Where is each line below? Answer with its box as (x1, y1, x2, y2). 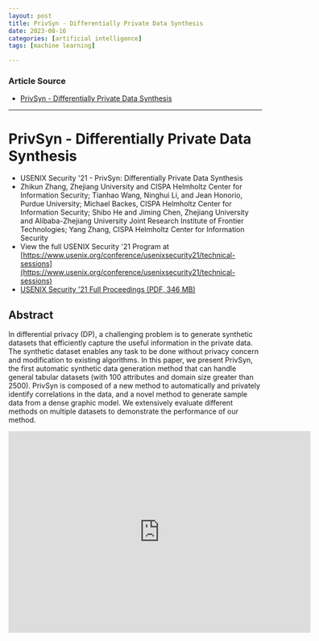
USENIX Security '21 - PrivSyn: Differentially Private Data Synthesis (19, 173, 243, 183)
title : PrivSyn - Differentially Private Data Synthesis (8, 19, 204, 27)
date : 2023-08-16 (8, 27, 67, 35)
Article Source (8, 76, 66, 87)
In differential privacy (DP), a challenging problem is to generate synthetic (8, 330, 254, 339)
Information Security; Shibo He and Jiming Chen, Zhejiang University (19, 207, 250, 218)
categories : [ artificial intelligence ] (8, 34, 143, 43)
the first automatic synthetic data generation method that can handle (8, 364, 237, 373)
